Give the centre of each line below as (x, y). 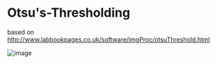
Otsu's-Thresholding (69, 13)
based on (21, 32)
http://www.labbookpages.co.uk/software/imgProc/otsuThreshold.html (108, 39)
